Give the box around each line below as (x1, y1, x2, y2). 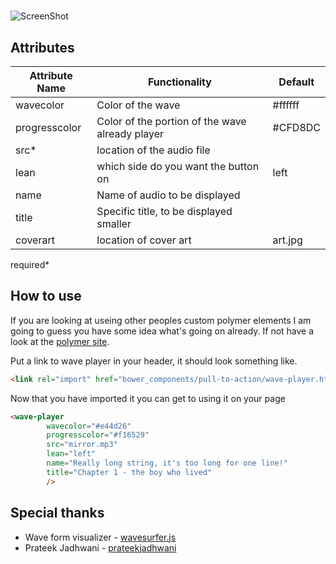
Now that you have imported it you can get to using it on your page (10, 392, 286, 404)
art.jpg (272, 233, 303, 247)
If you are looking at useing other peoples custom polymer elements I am (10, 314, 312, 326)
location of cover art (96, 233, 192, 247)
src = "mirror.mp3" (46, 440, 118, 450)
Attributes (10, 39, 75, 56)
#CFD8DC (272, 121, 321, 134)
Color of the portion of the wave (96, 115, 247, 128)
